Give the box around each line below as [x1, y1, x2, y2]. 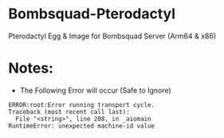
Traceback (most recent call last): [8, 108, 130, 116]
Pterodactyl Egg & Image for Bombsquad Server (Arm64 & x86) [8, 31, 217, 41]
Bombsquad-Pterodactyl [8, 5, 176, 23]
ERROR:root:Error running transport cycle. [8, 101, 155, 108]
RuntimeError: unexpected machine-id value [8, 121, 155, 130]
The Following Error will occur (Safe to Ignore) [19, 85, 171, 95]
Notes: [8, 59, 54, 77]
